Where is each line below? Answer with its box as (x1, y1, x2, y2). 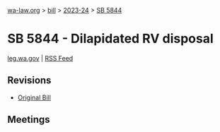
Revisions (7, 74, 52, 87)
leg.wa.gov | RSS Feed (7, 54, 74, 62)
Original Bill (17, 93, 52, 102)
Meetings (7, 114, 51, 126)
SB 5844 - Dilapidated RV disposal (7, 31, 214, 47)
